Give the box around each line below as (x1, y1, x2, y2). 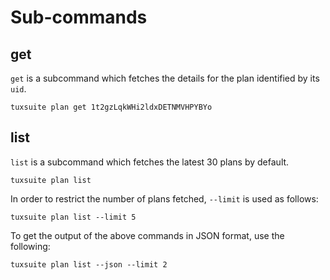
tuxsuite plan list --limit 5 (10, 212, 137, 222)
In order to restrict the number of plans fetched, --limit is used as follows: (10, 192, 319, 205)
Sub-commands (10, 6, 148, 29)
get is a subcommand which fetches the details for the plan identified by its (10, 72, 320, 84)
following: (10, 240, 51, 252)
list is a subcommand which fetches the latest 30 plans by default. (10, 156, 290, 168)
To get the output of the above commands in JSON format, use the (10, 229, 285, 241)
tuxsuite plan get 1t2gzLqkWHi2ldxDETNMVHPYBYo (10, 102, 213, 112)
